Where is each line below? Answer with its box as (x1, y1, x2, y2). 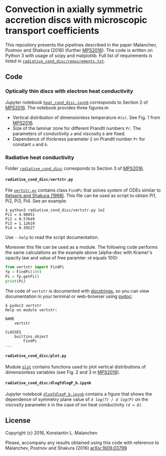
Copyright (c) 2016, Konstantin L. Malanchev (5, 430, 97, 436)
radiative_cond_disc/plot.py (5, 353, 67, 358)
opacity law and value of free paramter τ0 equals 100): (5, 255, 119, 261)
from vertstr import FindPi (5, 264, 65, 270)
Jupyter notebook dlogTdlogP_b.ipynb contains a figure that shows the (5, 391, 152, 397)
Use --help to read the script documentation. (5, 234, 99, 241)
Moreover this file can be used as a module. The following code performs (5, 244, 158, 250)
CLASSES (5, 330, 22, 335)
